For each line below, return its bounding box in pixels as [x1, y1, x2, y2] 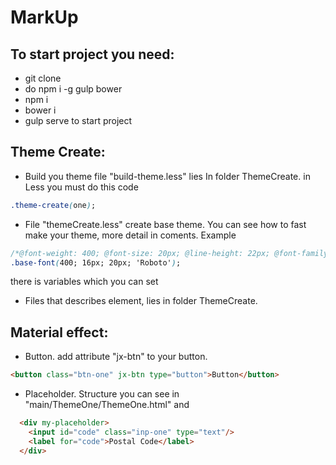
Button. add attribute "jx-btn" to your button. [24, 351, 208, 363]
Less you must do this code [24, 181, 139, 193]
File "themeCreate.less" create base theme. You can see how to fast [24, 218, 307, 230]
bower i [24, 104, 57, 116]
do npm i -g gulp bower [24, 83, 123, 95]
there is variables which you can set [10, 276, 159, 288]
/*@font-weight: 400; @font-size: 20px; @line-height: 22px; [10, 248, 271, 258]
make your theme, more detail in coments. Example [24, 229, 237, 241]
